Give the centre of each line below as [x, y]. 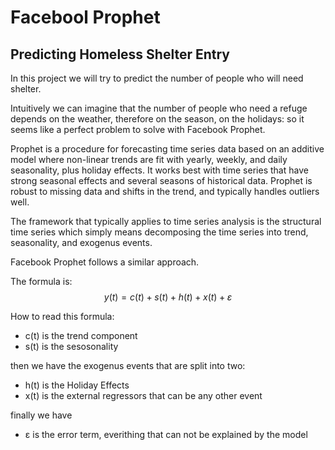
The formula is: [41, 281]
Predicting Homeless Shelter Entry [120, 54]
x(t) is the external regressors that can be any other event [143, 395]
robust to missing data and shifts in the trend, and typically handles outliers [165, 191]
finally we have [41, 415]
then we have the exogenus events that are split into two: [128, 365]
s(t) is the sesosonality [71, 346]
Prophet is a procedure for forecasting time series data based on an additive [167, 149]
